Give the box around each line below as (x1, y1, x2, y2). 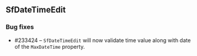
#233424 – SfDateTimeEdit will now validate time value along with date (14, 36, 191, 44)
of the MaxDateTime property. (14, 43, 85, 50)
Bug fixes (5, 23, 34, 31)
